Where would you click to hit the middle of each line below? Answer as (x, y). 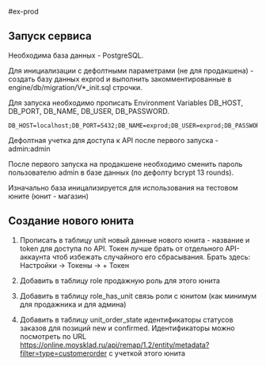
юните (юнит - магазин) (49, 196)
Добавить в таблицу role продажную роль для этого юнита (120, 281)
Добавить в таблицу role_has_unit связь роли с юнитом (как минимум (138, 296)
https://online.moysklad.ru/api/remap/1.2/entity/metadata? (114, 345)
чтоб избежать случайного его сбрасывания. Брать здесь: (151, 257)
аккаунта (35, 257)
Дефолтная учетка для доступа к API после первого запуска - (114, 140)
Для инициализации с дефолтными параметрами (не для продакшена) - (131, 70)
